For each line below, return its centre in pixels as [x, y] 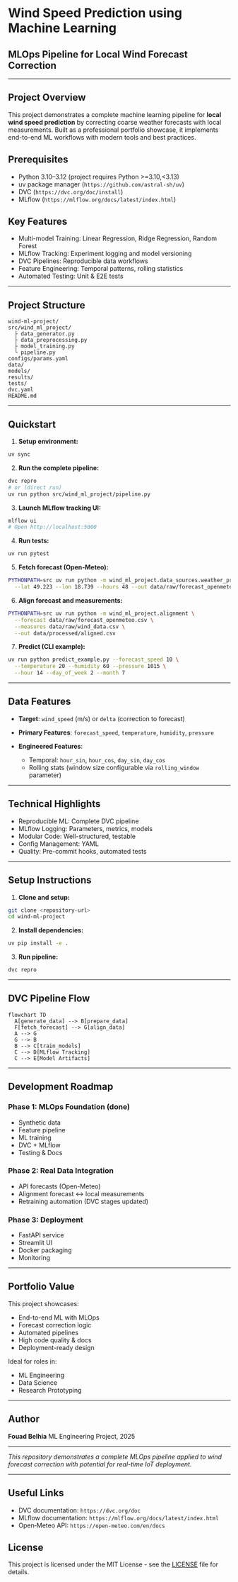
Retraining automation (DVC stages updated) [83, 1201]
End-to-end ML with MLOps [59, 1318]
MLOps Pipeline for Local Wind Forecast [98, 54]
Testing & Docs [40, 1152]
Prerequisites [38, 160]
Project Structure [47, 305]
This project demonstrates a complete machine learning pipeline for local [115, 114]
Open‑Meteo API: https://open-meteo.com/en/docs [91, 1525]
